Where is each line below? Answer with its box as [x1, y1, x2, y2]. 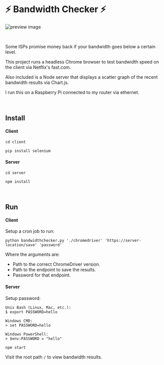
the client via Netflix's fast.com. [5, 64, 71, 70]
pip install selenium [5, 148, 51, 154]
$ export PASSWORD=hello [5, 309, 58, 315]
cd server [5, 170, 26, 175]
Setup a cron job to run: [5, 228, 55, 234]
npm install [5, 179, 30, 184]
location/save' [5, 242, 37, 248]
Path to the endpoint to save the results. [12, 267, 96, 273]
